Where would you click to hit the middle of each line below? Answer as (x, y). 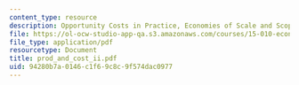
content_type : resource (53, 17)
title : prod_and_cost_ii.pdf (63, 58)
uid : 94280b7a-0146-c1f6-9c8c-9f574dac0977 (91, 67)
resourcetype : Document (53, 50)
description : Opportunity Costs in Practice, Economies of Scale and (141, 26)
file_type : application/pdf (61, 42)
